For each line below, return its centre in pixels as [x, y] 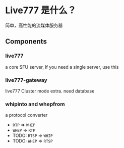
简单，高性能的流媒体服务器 [34, 25]
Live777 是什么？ [41, 10]
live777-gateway [26, 80]
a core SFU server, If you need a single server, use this [62, 67]
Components [26, 42]
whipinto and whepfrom [35, 104]
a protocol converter [26, 115]
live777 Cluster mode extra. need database [50, 91]
